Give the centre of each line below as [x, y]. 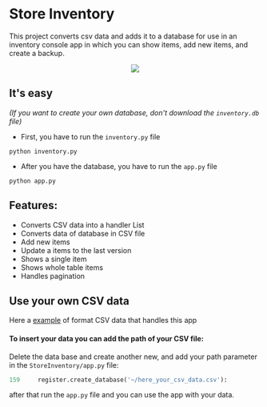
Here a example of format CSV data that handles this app [103, 320]
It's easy [31, 93]
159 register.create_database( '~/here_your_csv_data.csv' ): [118, 380]
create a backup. [37, 53]
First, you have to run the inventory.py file [90, 136]
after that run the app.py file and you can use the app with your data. [122, 395]
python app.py [33, 181]
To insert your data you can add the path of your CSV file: [107, 338]
